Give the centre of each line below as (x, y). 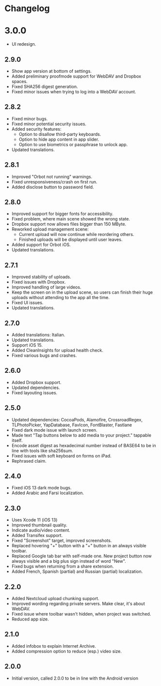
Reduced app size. (30, 619)
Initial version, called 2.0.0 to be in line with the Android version (75, 678)
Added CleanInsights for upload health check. (57, 350)
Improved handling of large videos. (46, 287)
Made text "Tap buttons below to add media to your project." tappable (81, 435)
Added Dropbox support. (36, 382)
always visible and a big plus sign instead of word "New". (69, 561)
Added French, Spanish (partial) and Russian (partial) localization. (77, 571)
